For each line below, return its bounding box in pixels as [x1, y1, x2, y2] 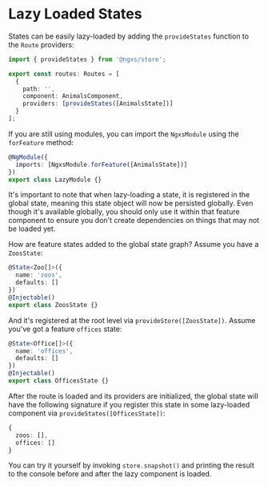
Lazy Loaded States [8, 5, 142, 23]
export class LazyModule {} [8, 176, 102, 184]
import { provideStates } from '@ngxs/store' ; [8, 55, 166, 63]
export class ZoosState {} [8, 301, 98, 309]
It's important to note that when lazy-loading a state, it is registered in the [8, 190, 250, 200]
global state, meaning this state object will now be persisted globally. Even [8, 198, 254, 209]
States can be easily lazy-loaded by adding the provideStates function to [8, 31, 250, 41]
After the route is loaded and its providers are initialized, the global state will [8, 391, 258, 401]
